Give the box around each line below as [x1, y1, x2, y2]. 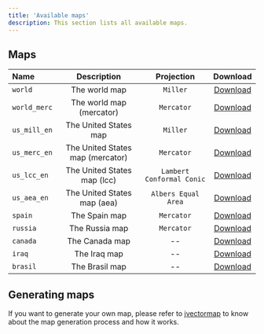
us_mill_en [12, 126, 53, 134]
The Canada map [67, 236, 131, 247]
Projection [156, 72, 195, 83]
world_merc [12, 103, 53, 112]
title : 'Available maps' [8, 11, 90, 20]
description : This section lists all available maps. [8, 19, 189, 27]
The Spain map [70, 210, 127, 221]
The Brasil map [71, 261, 127, 272]
